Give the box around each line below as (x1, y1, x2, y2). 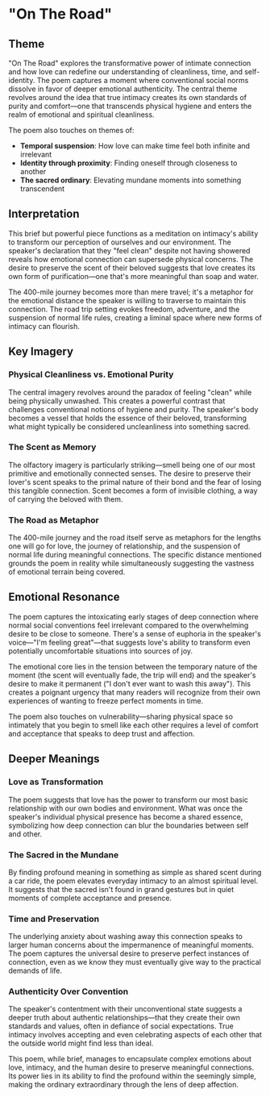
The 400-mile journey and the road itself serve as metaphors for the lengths (8, 533, 262, 543)
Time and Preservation (8, 913, 99, 924)
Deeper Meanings (8, 752, 100, 766)
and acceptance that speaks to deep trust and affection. (8, 728, 195, 738)
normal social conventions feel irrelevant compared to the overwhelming (8, 620, 249, 630)
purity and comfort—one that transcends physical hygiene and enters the (8, 102, 252, 111)
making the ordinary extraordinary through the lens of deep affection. (8, 1080, 239, 1090)
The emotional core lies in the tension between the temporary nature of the (8, 661, 258, 671)
